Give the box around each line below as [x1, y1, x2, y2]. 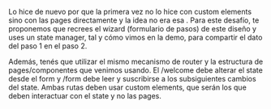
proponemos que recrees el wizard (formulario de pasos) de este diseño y [8, 24, 257, 33]
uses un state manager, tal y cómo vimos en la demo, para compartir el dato [8, 32, 263, 42]
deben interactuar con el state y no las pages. [8, 91, 162, 100]
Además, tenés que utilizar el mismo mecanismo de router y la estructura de [8, 57, 264, 66]
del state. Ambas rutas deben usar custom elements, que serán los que [8, 82, 247, 92]
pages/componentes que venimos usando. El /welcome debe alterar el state [8, 65, 264, 75]
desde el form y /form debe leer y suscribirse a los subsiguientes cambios [8, 74, 257, 83]
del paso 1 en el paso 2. [8, 41, 88, 51]
